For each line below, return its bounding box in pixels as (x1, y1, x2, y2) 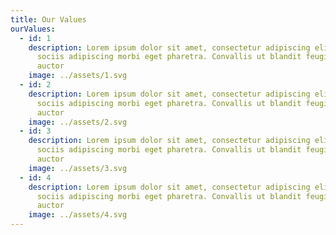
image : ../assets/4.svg (28, 210, 128, 220)
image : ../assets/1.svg (28, 71, 128, 81)
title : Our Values (10, 14, 87, 25)
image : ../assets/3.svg (28, 163, 128, 173)
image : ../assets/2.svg (28, 117, 128, 127)
